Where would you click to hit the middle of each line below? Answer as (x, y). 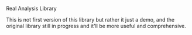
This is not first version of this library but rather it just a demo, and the (90, 20)
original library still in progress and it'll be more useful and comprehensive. (96, 26)
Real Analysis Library (31, 8)
